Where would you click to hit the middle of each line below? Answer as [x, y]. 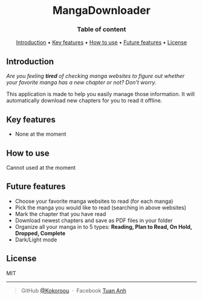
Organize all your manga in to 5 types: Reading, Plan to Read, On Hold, [103, 226]
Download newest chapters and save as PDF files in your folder [94, 220]
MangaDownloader [101, 11]
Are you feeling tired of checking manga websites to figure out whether [95, 76]
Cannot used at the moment [41, 167]
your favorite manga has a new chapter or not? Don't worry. [81, 83]
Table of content [101, 30]
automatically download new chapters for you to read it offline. [84, 101]
